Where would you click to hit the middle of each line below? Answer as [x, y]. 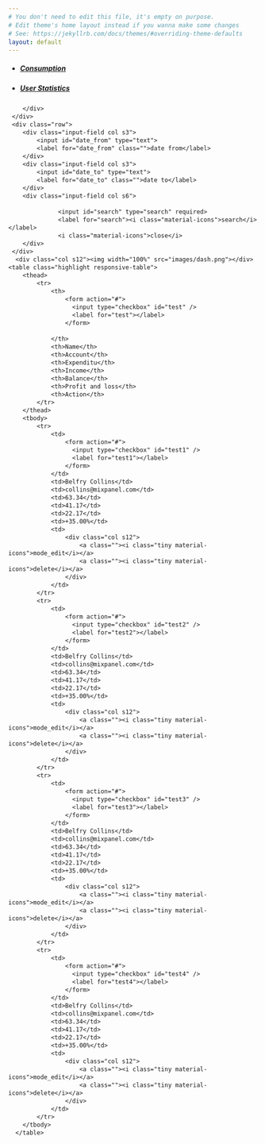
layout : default [35, 42]
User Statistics [44, 88]
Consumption [42, 68]
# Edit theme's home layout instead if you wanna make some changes [124, 25]
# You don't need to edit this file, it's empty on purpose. [111, 17]
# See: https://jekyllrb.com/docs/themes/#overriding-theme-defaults [126, 33]
